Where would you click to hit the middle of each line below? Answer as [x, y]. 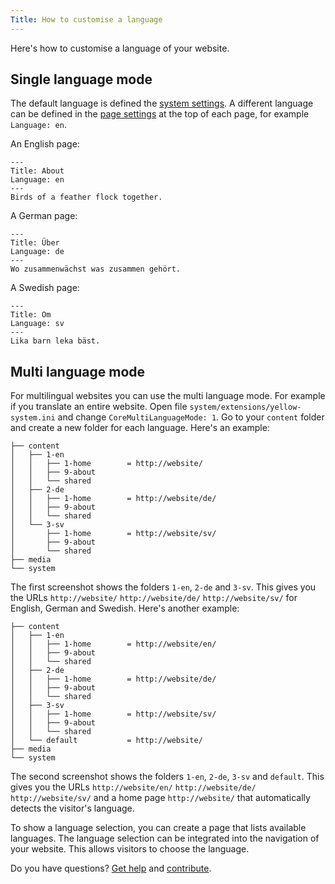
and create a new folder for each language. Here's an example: [140, 428]
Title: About [37, 171]
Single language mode [81, 79]
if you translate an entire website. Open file [99, 407]
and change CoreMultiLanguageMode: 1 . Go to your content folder [191, 417]
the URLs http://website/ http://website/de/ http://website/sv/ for [154, 598]
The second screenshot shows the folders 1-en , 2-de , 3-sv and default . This [167, 777]
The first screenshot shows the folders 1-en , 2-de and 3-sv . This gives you [163, 587]
